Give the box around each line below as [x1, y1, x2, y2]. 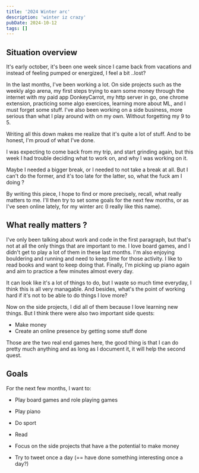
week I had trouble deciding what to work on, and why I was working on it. [6, 155, 188, 162]
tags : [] [6, 25, 28, 32]
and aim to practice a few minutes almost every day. [6, 267, 134, 274]
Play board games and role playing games [14, 396, 118, 403]
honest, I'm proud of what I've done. [6, 137, 95, 144]
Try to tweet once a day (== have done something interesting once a [14, 453, 183, 461]
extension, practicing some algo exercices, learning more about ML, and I [6, 100, 186, 107]
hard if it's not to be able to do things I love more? [6, 292, 128, 299]
